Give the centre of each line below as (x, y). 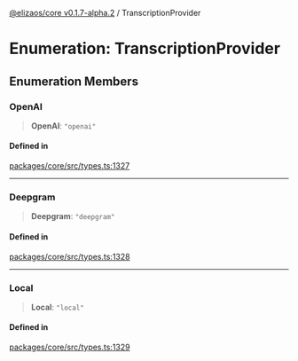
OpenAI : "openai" (63, 126)
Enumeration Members (74, 81)
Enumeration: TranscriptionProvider (145, 49)
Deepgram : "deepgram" (73, 216)
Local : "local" (57, 307)
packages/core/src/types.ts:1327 (70, 166)
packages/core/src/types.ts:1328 (70, 256)
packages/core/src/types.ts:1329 (70, 347)
